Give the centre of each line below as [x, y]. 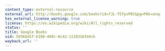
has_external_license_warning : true [42, 18]
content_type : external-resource [39, 9]
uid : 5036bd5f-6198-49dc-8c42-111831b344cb [50, 37]
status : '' [16, 28]
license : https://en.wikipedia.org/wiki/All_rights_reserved [69, 23]
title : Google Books [26, 32]
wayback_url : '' [22, 41]
